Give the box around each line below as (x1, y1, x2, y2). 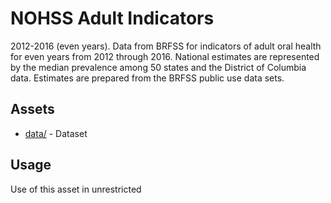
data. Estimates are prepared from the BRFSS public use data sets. (10, 72, 285, 84)
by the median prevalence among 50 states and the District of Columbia (10, 61, 307, 73)
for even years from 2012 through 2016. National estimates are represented (10, 50, 320, 62)
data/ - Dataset (24, 127, 88, 139)
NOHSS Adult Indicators (10, 7, 215, 30)
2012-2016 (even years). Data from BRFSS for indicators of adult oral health (10, 40, 322, 52)
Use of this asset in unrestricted (10, 183, 142, 195)
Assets (10, 101, 55, 118)
